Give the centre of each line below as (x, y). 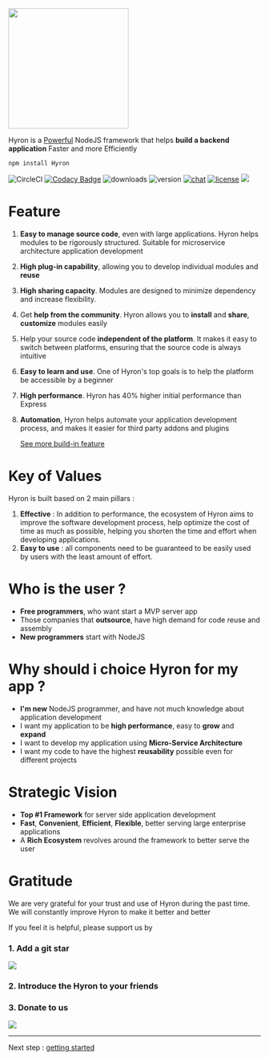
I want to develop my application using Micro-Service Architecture (131, 743)
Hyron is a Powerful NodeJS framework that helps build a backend (119, 140)
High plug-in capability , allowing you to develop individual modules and (139, 266)
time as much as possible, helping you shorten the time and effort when (138, 531)
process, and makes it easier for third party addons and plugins (124, 428)
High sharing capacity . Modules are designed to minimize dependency (138, 290)
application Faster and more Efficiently (73, 149)
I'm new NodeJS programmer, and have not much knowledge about (132, 708)
